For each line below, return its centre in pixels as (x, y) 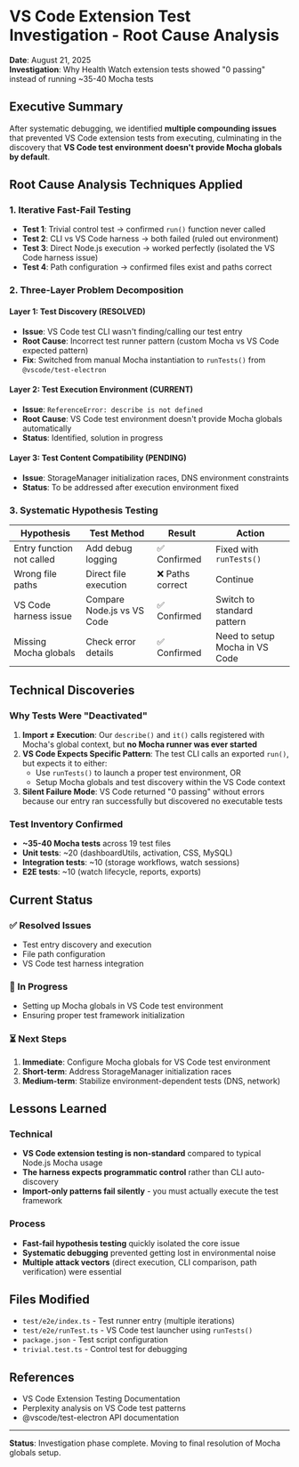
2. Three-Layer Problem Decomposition (97, 290)
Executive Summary (66, 107)
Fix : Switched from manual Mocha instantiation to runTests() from (144, 360)
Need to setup (246, 636)
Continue (235, 580)
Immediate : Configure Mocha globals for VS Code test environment (146, 1062)
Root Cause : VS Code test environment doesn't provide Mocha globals (152, 418)
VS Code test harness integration (83, 963)
